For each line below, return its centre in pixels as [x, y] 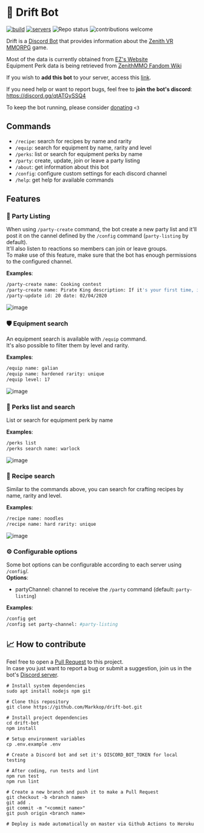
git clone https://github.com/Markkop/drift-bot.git [74, 707]
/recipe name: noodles [35, 518]
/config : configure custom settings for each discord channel [91, 173]
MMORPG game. [27, 47]
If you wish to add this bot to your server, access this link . [79, 77]
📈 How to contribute [46, 644]
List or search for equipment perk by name [60, 420]
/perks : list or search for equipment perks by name [79, 154]
